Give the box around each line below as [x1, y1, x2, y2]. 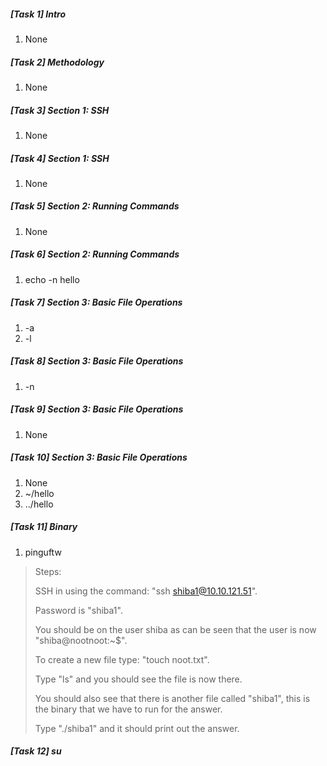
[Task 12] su [10, 745, 62, 757]
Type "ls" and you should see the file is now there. [34, 673, 243, 685]
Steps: [34, 565, 62, 577]
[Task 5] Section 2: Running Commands [10, 200, 180, 212]
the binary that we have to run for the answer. [34, 703, 223, 715]
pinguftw [24, 546, 62, 558]
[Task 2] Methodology [10, 56, 105, 68]
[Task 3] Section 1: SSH [10, 104, 110, 116]
